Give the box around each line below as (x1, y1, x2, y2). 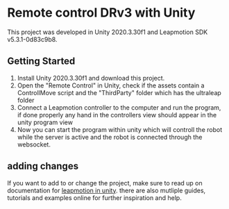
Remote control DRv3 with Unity (7, 5, 196, 21)
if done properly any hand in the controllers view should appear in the (17, 110, 217, 119)
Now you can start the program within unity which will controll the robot (17, 125, 223, 133)
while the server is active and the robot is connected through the (17, 133, 203, 141)
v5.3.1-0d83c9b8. (7, 35, 58, 43)
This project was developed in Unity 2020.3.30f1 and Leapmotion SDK (7, 28, 208, 36)
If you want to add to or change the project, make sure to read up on (7, 178, 203, 187)
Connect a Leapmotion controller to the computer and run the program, (17, 103, 221, 112)
